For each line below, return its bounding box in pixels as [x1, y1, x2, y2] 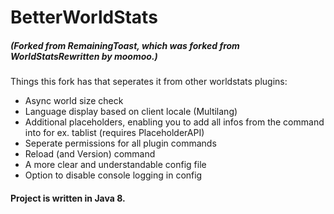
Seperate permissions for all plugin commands [24, 137, 217, 150]
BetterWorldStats [10, 6, 158, 29]
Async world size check [24, 95, 124, 107]
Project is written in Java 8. [10, 192, 126, 204]
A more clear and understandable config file [24, 159, 207, 171]
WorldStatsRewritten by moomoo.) [10, 50, 158, 62]
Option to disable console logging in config [24, 169, 203, 181]
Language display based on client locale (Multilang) [24, 106, 238, 118]
